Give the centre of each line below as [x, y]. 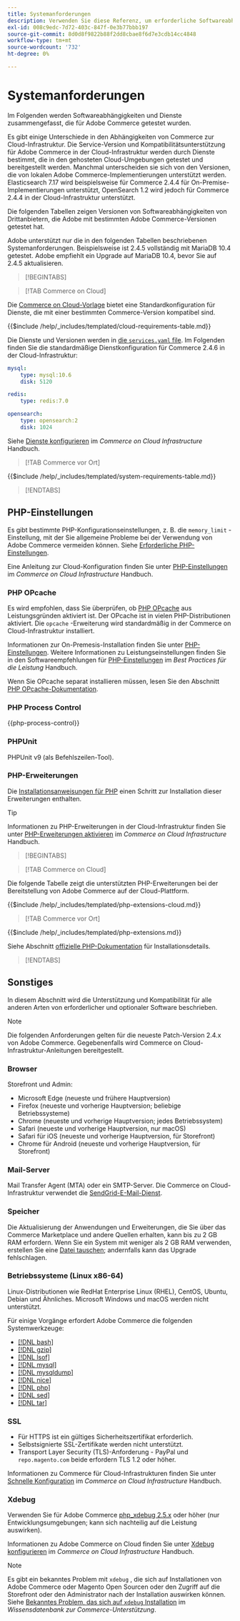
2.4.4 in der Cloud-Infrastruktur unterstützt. [71, 197]
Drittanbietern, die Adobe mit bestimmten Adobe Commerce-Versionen [112, 219]
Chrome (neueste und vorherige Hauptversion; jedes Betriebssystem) [120, 1121]
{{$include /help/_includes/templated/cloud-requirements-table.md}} [109, 326]
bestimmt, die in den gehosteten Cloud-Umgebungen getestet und [105, 159]
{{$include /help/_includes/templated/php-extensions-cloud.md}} [104, 904]
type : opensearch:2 [49, 421]
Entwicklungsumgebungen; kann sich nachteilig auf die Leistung [102, 1522]
